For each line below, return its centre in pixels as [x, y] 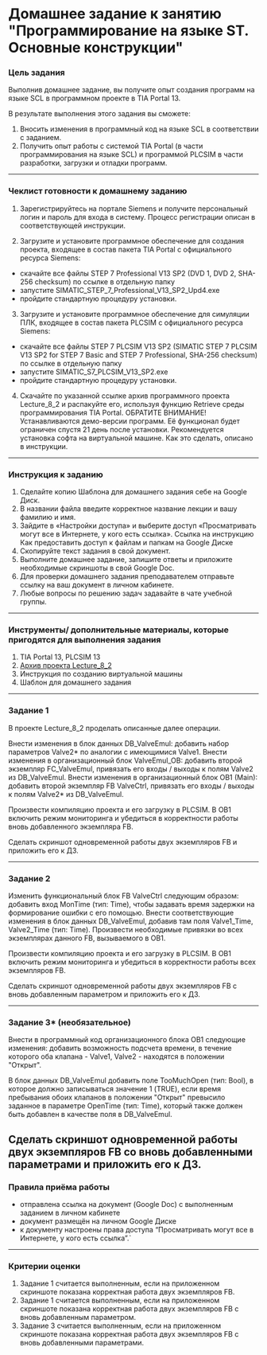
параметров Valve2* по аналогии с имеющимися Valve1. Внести [118, 752]
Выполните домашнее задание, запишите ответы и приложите [126, 560]
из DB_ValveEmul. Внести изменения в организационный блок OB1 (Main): [133, 777]
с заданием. [41, 138]
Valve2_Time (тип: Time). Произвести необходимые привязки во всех [126, 929]
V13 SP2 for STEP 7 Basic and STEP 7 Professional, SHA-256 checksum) [139, 354]
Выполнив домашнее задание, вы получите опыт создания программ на [132, 90]
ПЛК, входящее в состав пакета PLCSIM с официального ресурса [132, 322]
